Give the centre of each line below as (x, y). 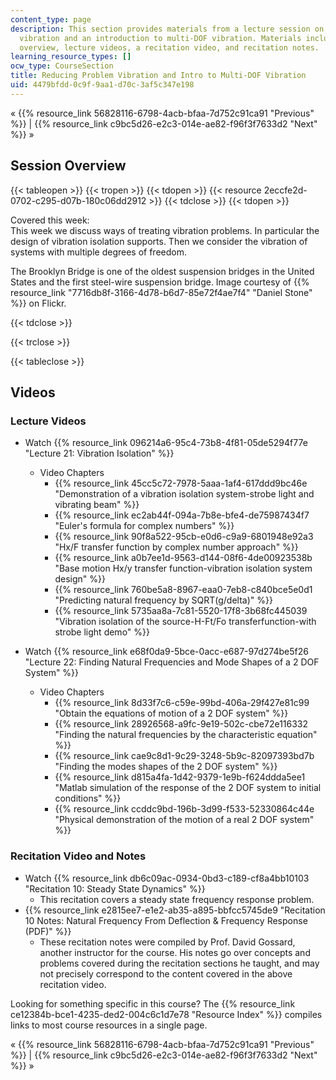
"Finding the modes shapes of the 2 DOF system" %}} (166, 767)
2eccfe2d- (285, 190)
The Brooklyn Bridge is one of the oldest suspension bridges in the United (162, 271)
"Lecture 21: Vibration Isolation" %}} (99, 453)
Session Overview (68, 166)
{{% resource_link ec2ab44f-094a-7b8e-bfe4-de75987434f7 (182, 515)
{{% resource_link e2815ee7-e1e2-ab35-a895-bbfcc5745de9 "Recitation (175, 910)
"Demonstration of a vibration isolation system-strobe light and (184, 494)
